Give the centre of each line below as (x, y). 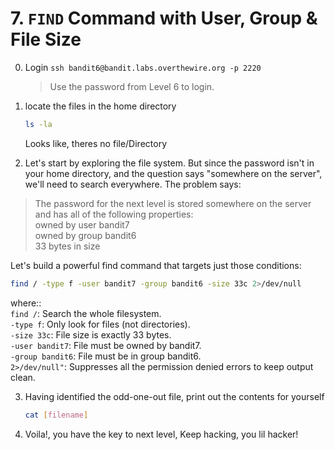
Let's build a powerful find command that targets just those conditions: (156, 265)
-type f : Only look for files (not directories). (100, 324)
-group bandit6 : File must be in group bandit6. (106, 356)
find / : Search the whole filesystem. (86, 313)
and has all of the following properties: (114, 214)
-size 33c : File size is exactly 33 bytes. (91, 334)
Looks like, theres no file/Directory (96, 143)
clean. (23, 377)
